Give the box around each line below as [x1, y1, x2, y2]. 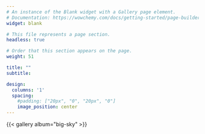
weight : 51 [6, 54, 34, 60]
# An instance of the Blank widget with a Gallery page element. [6, 9, 176, 15]
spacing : [12, 93, 34, 99]
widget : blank [6, 20, 43, 26]
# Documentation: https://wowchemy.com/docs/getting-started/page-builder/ [6, 15, 203, 21]
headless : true [6, 37, 45, 43]
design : [6, 81, 26, 87]
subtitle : [6, 70, 32, 76]
